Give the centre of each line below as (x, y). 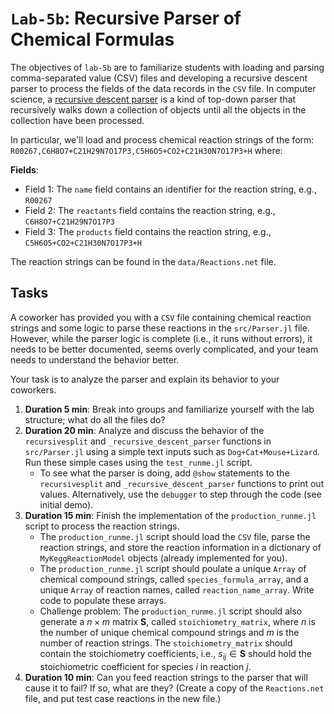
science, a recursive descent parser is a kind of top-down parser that (153, 99)
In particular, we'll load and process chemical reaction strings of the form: (162, 139)
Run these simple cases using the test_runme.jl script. (138, 462)
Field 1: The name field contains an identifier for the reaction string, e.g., (170, 189)
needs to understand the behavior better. (95, 359)
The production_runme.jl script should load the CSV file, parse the (175, 536)
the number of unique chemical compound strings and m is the (169, 632)
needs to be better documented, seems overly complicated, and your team (164, 349)
